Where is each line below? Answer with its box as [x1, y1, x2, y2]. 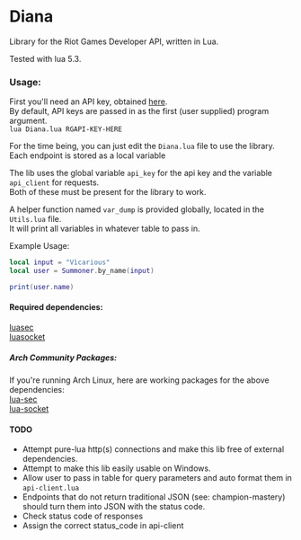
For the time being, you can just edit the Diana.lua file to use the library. [9, 141, 276, 152]
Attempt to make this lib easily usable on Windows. [22, 463, 211, 474]
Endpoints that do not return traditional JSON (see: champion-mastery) [22, 491, 286, 502]
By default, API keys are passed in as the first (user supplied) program [9, 106, 270, 117]
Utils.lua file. [9, 214, 62, 225]
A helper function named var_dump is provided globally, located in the [9, 204, 265, 215]
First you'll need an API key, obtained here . [9, 96, 168, 107]
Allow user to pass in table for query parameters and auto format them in [22, 473, 292, 483]
